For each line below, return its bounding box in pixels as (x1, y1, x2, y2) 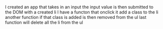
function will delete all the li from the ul (5, 19, 83, 25)
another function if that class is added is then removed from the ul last (5, 14, 147, 20)
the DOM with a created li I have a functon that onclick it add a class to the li (5, 9, 159, 15)
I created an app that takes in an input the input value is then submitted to (5, 4, 154, 10)
